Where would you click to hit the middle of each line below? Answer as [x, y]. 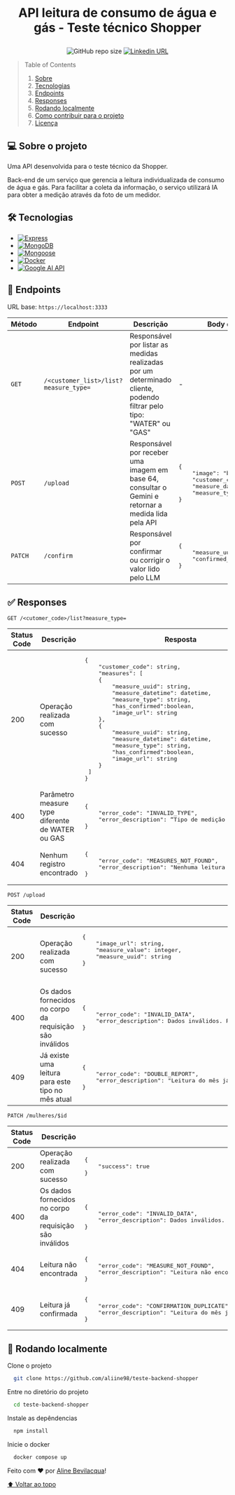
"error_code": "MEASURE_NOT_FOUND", [156, 1266]
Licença [46, 123]
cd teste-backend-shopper [51, 1405]
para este [55, 1082]
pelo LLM [145, 577]
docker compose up [41, 1457]
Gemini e [144, 496]
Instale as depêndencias [42, 1418]
